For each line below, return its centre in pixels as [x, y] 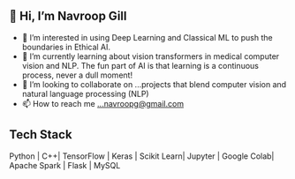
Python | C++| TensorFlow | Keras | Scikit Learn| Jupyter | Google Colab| [142, 156]
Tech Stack [41, 134]
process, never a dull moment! [77, 75]
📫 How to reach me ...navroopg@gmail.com [102, 103]
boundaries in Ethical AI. [66, 47]
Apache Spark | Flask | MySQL [65, 165]
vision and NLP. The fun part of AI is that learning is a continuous [140, 65]
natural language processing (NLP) [85, 93]
